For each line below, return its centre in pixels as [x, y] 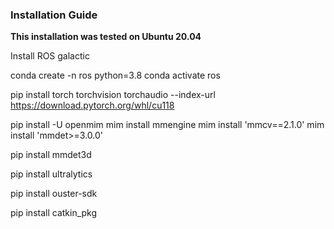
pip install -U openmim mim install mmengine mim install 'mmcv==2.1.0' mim [167, 125]
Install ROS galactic [50, 56]
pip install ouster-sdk [54, 194]
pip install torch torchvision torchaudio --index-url [113, 95]
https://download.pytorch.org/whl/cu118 [92, 105]
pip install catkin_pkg [54, 213]
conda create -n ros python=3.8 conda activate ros [115, 75]
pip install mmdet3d [51, 155]
